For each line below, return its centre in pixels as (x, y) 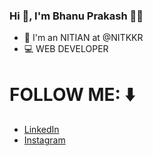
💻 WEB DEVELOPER (66, 49)
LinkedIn (41, 130)
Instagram (44, 140)
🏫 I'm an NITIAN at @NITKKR (83, 38)
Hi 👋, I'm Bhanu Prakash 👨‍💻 (76, 16)
